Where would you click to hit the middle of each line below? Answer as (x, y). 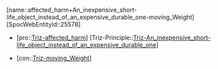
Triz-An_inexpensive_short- (172, 38)
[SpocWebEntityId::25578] (44, 24)
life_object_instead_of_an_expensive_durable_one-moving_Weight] (100, 17)
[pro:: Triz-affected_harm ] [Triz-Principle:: (75, 38)
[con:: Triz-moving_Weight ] (54, 58)
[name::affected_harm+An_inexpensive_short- (72, 10)
